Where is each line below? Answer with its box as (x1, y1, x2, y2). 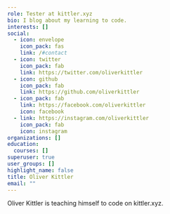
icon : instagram (20, 128, 68, 135)
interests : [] (7, 23, 49, 30)
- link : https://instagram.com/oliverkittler (13, 114, 150, 121)
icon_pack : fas (20, 43, 65, 50)
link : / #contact (20, 50, 68, 57)
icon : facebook (20, 108, 65, 115)
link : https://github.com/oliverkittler (20, 88, 140, 95)
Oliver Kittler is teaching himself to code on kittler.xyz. (7, 199, 164, 208)
